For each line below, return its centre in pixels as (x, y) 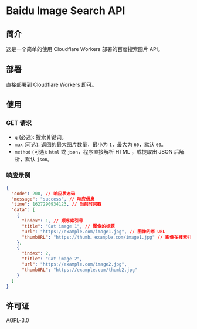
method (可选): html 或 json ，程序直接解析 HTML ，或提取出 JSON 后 (97, 151)
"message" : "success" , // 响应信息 (53, 199)
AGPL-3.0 (18, 320)
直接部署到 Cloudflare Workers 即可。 (52, 84)
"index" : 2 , (36, 253)
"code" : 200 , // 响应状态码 (43, 194)
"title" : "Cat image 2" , (52, 259)
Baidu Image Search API (66, 11)
